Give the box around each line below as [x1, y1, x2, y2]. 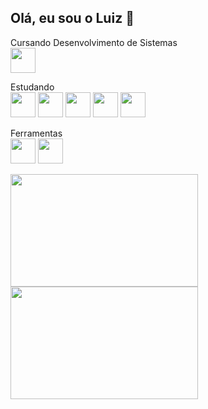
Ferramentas [10, 127, 63, 139]
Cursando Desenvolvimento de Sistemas [10, 36, 178, 48]
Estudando [10, 81, 55, 93]
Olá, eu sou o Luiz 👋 [10, 10, 135, 27]
